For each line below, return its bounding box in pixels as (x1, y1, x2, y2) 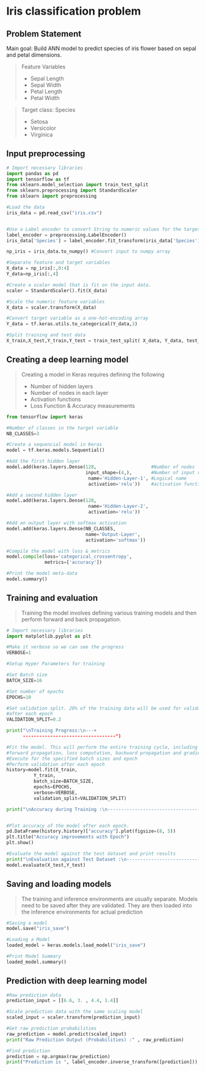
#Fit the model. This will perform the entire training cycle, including (6, 744, 198, 750)
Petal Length (30, 88, 63, 95)
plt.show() (6, 840, 34, 846)
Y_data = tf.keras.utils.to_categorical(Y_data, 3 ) (6, 321, 138, 327)
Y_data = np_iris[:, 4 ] (6, 271, 59, 277)
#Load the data (6, 204, 45, 211)
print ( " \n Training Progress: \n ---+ (6, 727, 97, 734)
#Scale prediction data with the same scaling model (6, 1009, 143, 1015)
